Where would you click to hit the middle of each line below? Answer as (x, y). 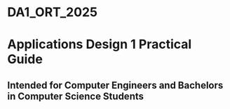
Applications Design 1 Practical (100, 45)
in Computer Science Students (76, 96)
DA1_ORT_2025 (53, 12)
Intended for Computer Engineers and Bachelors (115, 85)
